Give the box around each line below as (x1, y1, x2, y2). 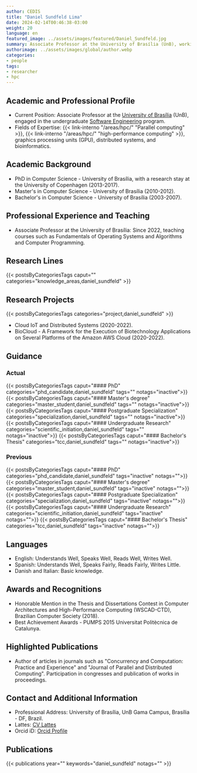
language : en (6, 31, 38, 36)
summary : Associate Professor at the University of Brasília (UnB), (6, 42, 177, 48)
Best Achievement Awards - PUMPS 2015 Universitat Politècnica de (14, 619, 178, 626)
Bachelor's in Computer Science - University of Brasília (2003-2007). (14, 194, 182, 201)
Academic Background (6, 160, 91, 170)
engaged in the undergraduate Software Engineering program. (14, 117, 166, 124)
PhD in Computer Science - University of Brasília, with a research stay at (14, 175, 190, 182)
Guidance (6, 351, 42, 361)
